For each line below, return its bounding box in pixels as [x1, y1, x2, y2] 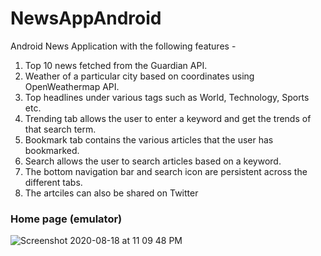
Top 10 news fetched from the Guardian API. [24, 59, 208, 71]
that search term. [24, 123, 97, 135]
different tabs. [24, 176, 83, 188]
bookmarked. [24, 144, 80, 156]
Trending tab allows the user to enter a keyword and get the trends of [24, 112, 312, 124]
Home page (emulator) [10, 212, 123, 226]
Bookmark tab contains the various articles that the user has [24, 133, 274, 146]
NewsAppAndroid [10, 7, 162, 30]
